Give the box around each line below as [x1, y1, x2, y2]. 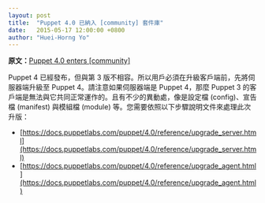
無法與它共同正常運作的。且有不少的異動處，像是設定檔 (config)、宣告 [28, 92, 257, 102]
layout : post [8, 11, 51, 20]
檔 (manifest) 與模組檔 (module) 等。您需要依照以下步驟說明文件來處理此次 [8, 102, 251, 112]
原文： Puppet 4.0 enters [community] [8, 56, 131, 65]
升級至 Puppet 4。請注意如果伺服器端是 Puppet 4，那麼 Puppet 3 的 [28, 83, 250, 92]
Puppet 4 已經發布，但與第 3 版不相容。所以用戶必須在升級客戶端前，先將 [8, 72, 248, 83]
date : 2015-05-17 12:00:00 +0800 [8, 26, 125, 34]
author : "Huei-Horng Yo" [8, 33, 90, 42]
